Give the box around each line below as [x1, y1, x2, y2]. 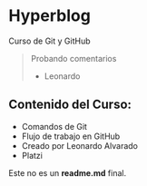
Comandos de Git [21, 121, 88, 132]
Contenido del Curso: [8, 97, 132, 113]
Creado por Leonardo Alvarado [21, 140, 138, 151]
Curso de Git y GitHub [8, 35, 91, 46]
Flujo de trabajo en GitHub [21, 131, 121, 142]
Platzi [21, 150, 43, 161]
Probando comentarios [30, 53, 117, 64]
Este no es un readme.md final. [8, 167, 127, 178]
